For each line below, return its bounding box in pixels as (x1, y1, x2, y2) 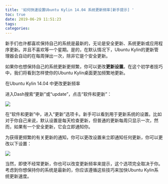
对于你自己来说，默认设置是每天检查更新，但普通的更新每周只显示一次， (5, 117, 154, 123)
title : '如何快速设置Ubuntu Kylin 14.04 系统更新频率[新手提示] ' (5, 7, 134, 13)
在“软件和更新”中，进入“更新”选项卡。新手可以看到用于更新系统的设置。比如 (5, 111, 162, 117)
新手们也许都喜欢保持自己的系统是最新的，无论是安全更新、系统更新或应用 (5, 41, 158, 47)
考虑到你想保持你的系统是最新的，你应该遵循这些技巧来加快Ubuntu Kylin (5, 167, 154, 173)
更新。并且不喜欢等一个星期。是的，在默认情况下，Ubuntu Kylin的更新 (9, 47, 154, 53)
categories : (5, 26, 30, 31)
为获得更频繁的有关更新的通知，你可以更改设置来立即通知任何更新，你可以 (5, 134, 158, 140)
